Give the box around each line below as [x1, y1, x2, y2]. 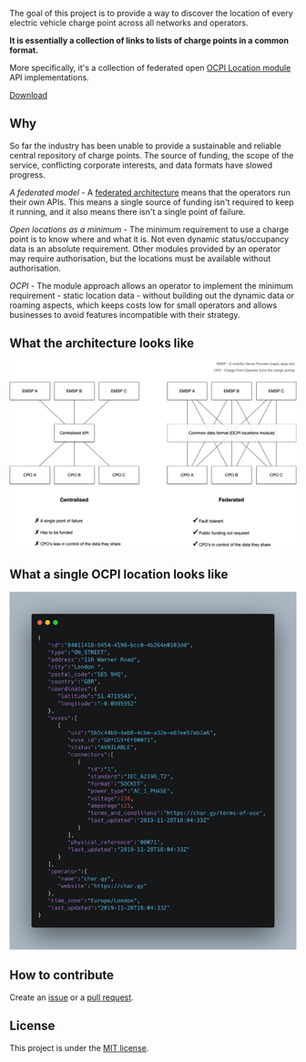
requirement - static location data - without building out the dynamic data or [9, 290, 294, 301]
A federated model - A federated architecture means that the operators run [9, 187, 291, 198]
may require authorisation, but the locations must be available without [9, 252, 271, 263]
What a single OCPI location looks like [9, 567, 229, 582]
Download [9, 90, 48, 100]
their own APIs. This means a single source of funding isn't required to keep [9, 196, 294, 208]
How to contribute [9, 967, 115, 983]
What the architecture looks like [9, 336, 194, 352]
